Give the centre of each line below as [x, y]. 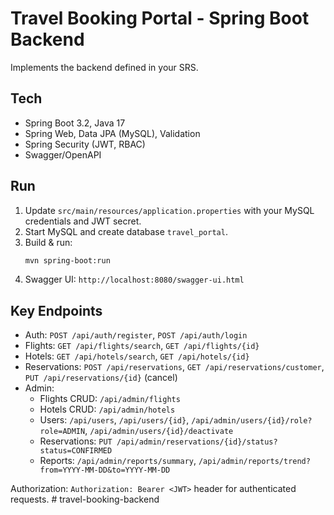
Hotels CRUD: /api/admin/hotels [107, 409]
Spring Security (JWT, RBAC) [85, 144]
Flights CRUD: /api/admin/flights [110, 399]
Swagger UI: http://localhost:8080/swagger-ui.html [134, 279]
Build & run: [48, 242]
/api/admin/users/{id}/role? [252, 421]
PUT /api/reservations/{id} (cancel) [101, 378]
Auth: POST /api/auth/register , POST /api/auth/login [136, 335]
